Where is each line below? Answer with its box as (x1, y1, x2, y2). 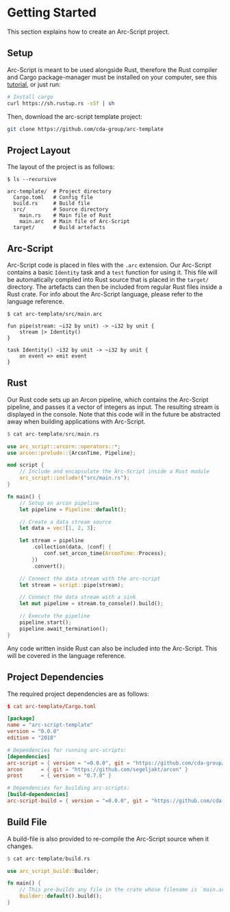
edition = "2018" (7, 734, 57, 741)
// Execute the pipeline (19, 613, 90, 620)
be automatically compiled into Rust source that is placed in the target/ (7, 276, 209, 283)
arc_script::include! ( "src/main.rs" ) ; (19, 475, 130, 482)
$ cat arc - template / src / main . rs (7, 430, 99, 437)
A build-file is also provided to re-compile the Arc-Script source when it (7, 834, 209, 843)
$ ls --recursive (7, 176, 57, 183)
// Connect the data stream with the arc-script (19, 575, 161, 582)
